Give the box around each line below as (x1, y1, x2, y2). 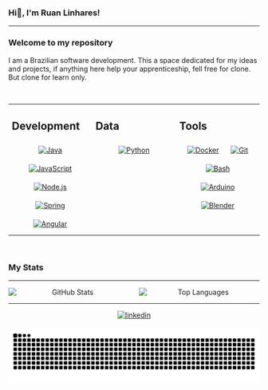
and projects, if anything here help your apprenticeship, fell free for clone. (8, 64, 251, 73)
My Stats (8, 262, 44, 273)
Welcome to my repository (8, 37, 113, 49)
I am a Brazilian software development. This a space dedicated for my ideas (8, 55, 258, 65)
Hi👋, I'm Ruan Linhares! (8, 7, 100, 18)
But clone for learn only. (8, 72, 88, 82)
